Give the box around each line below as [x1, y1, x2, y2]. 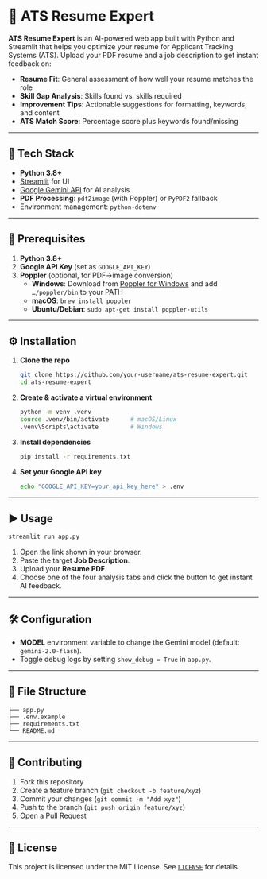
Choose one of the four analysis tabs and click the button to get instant [19, 572, 253, 583]
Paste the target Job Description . [19, 556, 130, 565]
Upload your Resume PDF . [19, 564, 107, 574]
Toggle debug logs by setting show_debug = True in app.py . [19, 655, 211, 664]
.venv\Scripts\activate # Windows [19, 423, 163, 431]
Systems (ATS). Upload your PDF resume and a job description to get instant [8, 50, 259, 60]
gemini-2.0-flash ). [19, 646, 82, 655]
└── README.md [8, 726, 56, 734]
